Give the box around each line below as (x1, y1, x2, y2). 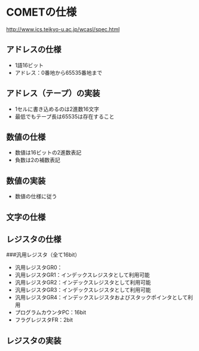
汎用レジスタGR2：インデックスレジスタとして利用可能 (14, 279, 151, 286)
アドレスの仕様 (6, 44, 62, 55)
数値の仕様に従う (14, 193, 57, 200)
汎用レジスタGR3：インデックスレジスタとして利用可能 (14, 286, 151, 293)
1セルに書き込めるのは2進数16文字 (14, 105, 100, 113)
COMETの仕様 (6, 5, 77, 19)
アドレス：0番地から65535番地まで (14, 69, 103, 76)
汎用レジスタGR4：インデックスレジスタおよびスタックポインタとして (14, 294, 188, 301)
